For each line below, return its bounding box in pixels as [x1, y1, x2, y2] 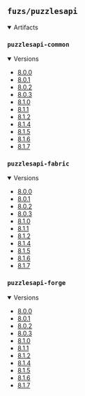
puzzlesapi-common [7, 41, 70, 48]
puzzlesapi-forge [7, 279, 66, 287]
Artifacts [13, 23, 38, 31]
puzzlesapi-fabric [7, 160, 70, 168]
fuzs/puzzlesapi [7, 6, 78, 17]
